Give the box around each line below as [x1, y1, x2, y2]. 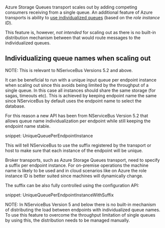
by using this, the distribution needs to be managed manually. [5, 217, 130, 223]
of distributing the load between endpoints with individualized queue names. [5, 207, 161, 213]
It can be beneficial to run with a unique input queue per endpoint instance [5, 76, 157, 83]
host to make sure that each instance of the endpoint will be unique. [5, 148, 143, 153]
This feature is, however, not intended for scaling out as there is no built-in [5, 30, 156, 35]
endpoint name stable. [5, 123, 51, 129]
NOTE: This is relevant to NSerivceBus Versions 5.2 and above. [5, 67, 133, 73]
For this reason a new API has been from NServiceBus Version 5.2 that [5, 113, 149, 118]
